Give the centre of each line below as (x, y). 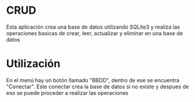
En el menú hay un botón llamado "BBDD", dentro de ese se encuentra (93, 80)
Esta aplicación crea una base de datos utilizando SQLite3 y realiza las (93, 27)
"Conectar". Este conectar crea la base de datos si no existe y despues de (98, 86)
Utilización (33, 64)
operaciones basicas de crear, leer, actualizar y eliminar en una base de (95, 33)
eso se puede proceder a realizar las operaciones (67, 92)
